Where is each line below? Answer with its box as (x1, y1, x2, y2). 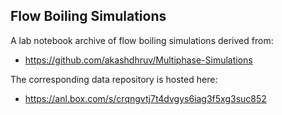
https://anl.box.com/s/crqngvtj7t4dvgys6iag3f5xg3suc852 (24, 92, 267, 104)
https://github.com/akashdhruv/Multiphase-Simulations (24, 54, 253, 66)
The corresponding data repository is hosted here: (10, 73, 218, 85)
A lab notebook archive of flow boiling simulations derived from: (10, 34, 274, 46)
